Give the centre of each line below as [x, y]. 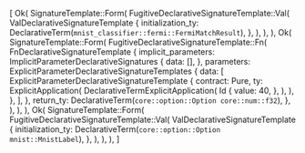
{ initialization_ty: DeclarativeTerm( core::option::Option [115, 129]
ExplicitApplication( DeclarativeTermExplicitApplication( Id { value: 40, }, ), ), [152, 91]
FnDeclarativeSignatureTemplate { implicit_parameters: [112, 52]
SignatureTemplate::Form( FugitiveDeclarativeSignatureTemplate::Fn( [138, 42]
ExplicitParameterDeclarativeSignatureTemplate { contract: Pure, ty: [136, 81]
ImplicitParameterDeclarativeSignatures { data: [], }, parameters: [130, 61]
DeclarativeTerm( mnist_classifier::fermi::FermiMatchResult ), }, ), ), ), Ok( [151, 32]
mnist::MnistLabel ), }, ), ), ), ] [65, 139]
